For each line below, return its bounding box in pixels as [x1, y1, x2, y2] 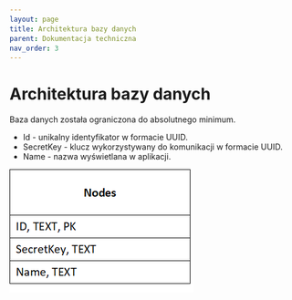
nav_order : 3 [9, 44, 59, 53]
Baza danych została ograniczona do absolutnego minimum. [9, 114, 236, 125]
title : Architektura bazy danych [9, 24, 137, 34]
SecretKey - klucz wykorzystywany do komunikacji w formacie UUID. [22, 141, 283, 152]
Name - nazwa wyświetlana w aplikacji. [22, 151, 172, 162]
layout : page [9, 15, 59, 24]
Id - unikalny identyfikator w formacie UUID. [22, 132, 189, 143]
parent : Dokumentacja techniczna [9, 34, 137, 43]
